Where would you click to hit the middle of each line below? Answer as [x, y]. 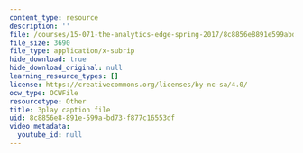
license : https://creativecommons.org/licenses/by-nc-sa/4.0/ [129, 85]
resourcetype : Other [48, 101]
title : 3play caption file [60, 110]
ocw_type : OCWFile [44, 93]
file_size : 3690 [40, 43]
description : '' [40, 26]
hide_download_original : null [66, 68]
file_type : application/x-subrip [72, 51]
